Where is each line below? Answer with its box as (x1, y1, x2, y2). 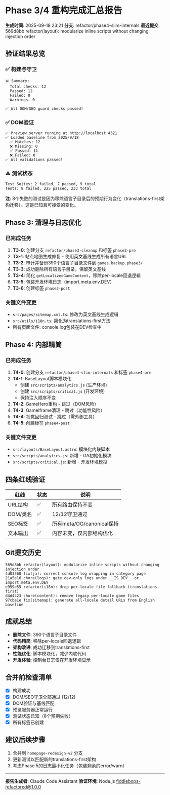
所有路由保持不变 (52, 501, 93, 508)
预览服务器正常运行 (12, 706, 53, 712)
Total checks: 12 (10, 84, 47, 89)
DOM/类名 (8, 511, 32, 518)
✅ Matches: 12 (10, 139, 40, 144)
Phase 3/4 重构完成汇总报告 (5, 5, 122, 16)
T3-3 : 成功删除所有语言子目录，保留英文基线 (12, 266, 106, 272)
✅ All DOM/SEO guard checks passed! (5, 106, 83, 111)
